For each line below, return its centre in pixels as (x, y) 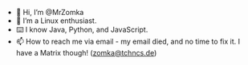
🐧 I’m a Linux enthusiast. (56, 21)
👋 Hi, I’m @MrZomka (50, 12)
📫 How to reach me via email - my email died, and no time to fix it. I (128, 41)
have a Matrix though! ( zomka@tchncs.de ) (86, 53)
